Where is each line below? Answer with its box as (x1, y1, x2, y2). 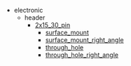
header (24, 13, 46, 22)
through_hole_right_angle (45, 51, 119, 59)
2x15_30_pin (34, 21, 71, 29)
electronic (13, 6, 43, 14)
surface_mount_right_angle (45, 36, 124, 44)
